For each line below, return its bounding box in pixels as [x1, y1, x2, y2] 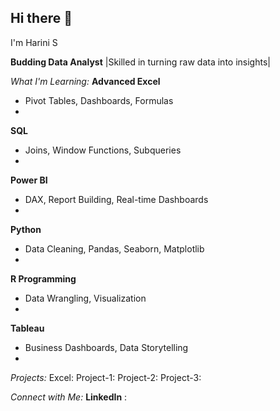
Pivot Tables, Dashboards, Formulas [24, 94, 174, 106]
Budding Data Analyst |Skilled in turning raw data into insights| [10, 56, 271, 68]
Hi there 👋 [10, 10, 73, 27]
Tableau [10, 322, 45, 334]
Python [10, 223, 42, 235]
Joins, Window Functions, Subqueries [24, 144, 182, 156]
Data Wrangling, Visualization [24, 292, 147, 304]
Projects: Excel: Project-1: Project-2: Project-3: [10, 371, 202, 383]
